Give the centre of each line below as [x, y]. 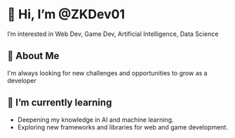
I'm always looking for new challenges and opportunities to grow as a [108, 73]
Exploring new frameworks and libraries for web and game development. [122, 127]
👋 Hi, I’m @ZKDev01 [66, 14]
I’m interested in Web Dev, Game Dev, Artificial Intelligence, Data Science [113, 34]
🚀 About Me [33, 56]
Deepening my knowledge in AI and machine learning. [95, 120]
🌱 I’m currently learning [60, 102]
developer [22, 80]
